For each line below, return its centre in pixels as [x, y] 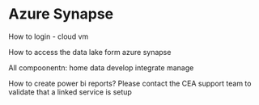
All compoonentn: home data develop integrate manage [101, 67]
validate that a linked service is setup [70, 92]
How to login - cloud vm [49, 36]
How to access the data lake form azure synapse [90, 52]
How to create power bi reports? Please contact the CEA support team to [130, 83]
